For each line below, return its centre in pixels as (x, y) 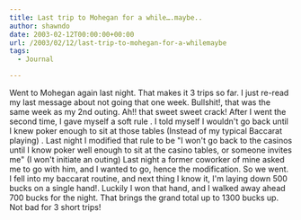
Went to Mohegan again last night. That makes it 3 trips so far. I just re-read (149, 92)
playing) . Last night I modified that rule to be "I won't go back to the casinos (151, 141)
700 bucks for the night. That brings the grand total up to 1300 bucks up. (144, 198)
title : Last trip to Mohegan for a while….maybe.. (106, 18)
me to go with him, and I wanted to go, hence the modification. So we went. (149, 169)
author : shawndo (40, 26)
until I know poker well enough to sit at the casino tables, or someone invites (150, 150)
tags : (19, 51)
